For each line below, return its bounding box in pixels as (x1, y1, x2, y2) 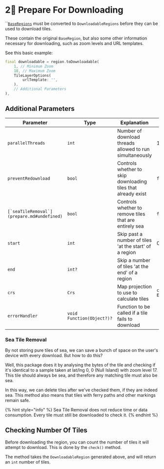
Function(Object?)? (67, 315, 113, 321)
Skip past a (117, 231, 143, 237)
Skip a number (117, 256, 150, 263)
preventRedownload (7, 175, 50, 181)
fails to (117, 315, 133, 322)
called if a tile (117, 309, 148, 316)
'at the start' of (117, 243, 151, 250)
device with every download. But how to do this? (5, 353, 103, 359)
